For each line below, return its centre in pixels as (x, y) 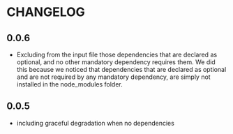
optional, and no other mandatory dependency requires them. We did (116, 62)
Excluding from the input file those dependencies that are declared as (117, 54)
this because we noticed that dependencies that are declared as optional (121, 69)
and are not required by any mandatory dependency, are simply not (113, 77)
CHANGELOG (46, 12)
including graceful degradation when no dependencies (96, 123)
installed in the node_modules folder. (69, 84)
